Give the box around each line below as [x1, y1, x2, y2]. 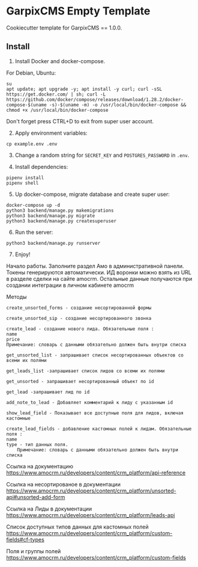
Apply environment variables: [14, 129, 88, 136]
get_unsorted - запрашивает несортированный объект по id [6, 378, 154, 384]
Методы [6, 293, 27, 300]
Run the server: [14, 228, 53, 236]
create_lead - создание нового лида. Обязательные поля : [6, 326, 154, 332]
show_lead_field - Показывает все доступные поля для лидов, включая [6, 410, 184, 416]
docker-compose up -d [6, 202, 61, 208]
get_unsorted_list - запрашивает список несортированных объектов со [6, 352, 184, 358]
